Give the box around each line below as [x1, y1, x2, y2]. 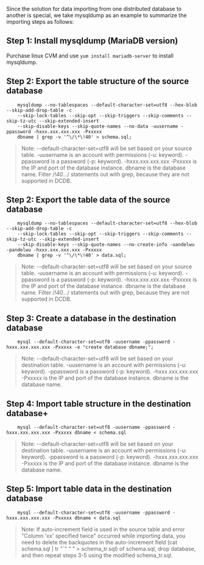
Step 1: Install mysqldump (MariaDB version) [6, 36, 178, 46]
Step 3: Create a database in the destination [6, 313, 177, 323]
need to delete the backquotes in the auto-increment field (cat [21, 538, 178, 545]
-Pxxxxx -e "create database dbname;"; [52, 344, 154, 350]
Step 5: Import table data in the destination [6, 484, 172, 494]
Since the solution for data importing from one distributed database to [6, 5, 181, 12]
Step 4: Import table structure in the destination [6, 398, 191, 409]
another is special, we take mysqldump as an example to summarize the [6, 12, 187, 19]
